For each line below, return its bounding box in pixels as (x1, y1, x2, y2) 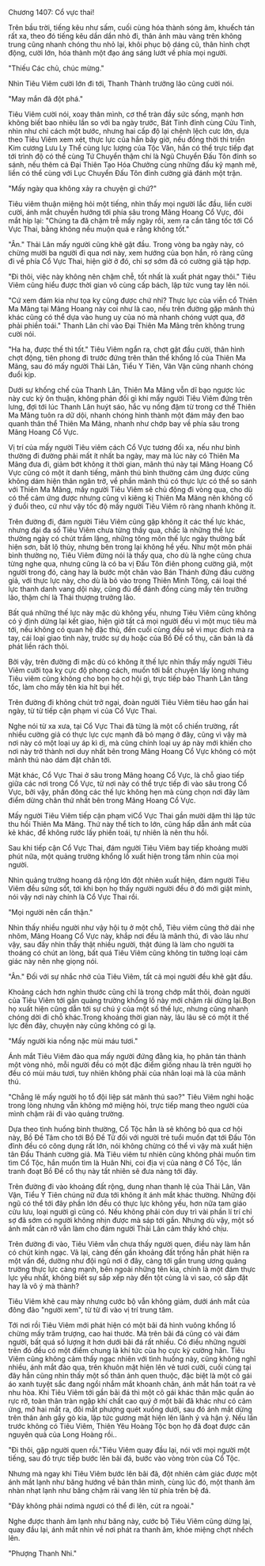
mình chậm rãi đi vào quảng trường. (8, 1109, 125, 1118)
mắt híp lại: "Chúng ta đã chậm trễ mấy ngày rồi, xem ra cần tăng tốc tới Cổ (8, 216, 254, 225)
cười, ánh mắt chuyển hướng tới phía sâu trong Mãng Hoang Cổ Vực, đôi (8, 208, 244, 217)
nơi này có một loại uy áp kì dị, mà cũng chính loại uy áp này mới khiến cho (8, 738, 252, 748)
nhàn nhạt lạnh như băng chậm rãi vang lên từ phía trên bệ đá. (8, 1486, 211, 1495)
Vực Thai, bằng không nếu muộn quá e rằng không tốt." (8, 224, 190, 234)
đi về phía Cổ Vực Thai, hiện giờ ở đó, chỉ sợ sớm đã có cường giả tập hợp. (8, 257, 252, 265)
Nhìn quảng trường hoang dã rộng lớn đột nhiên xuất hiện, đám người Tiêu (8, 875, 250, 885)
